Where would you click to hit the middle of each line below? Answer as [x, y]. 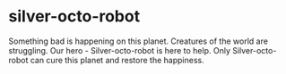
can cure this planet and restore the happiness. [117, 60]
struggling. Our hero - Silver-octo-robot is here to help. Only [119, 50]
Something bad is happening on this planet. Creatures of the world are [138, 41]
